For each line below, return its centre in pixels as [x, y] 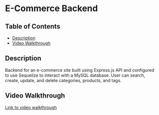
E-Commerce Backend [52, 8]
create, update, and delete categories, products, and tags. [63, 80]
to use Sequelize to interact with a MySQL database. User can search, [75, 75]
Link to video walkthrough [31, 107]
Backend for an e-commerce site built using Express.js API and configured [80, 70]
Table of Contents [33, 26]
